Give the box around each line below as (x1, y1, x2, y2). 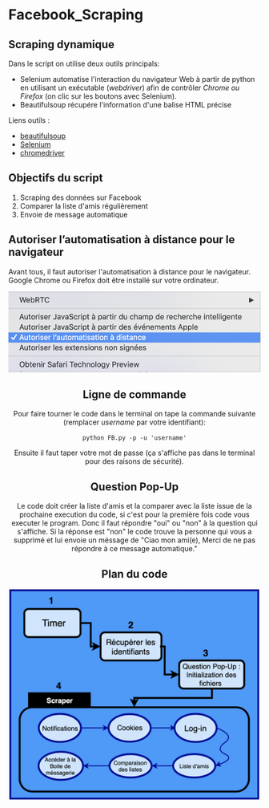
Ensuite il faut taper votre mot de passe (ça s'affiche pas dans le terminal (14, 448, 255, 458)
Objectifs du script (8, 171, 103, 185)
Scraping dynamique (8, 38, 114, 51)
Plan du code (101, 567, 168, 581)
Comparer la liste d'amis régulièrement (19, 201, 148, 210)
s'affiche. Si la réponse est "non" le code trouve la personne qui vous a (17, 527, 252, 537)
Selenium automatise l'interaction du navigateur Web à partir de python (19, 75, 255, 83)
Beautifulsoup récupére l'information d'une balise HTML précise (19, 100, 232, 109)
